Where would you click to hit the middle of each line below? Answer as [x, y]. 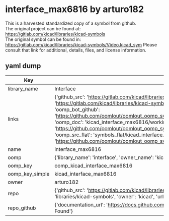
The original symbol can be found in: [43, 39]
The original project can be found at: [43, 28]
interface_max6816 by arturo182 [75, 9]
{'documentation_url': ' [81, 204]
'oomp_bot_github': [77, 109]
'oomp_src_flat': [73, 135]
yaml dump [23, 66]
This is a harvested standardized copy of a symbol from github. [71, 23]
